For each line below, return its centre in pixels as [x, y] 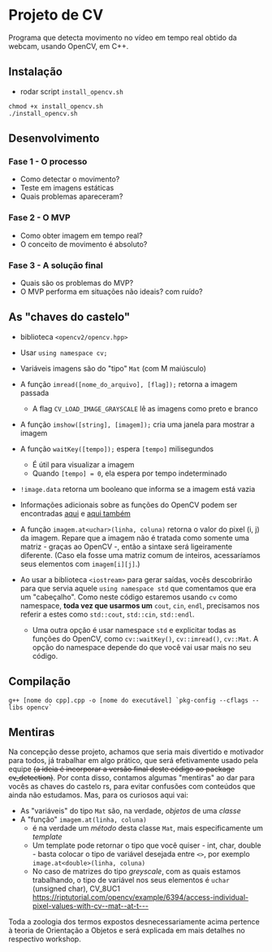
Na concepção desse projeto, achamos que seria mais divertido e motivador [136, 752]
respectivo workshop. [45, 939]
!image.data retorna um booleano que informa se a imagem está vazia [138, 489]
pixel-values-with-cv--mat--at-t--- [90, 906]
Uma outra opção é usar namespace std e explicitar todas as [134, 630]
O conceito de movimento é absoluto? [84, 244]
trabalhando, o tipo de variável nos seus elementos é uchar [131, 880]
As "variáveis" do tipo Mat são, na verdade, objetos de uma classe [130, 811]
